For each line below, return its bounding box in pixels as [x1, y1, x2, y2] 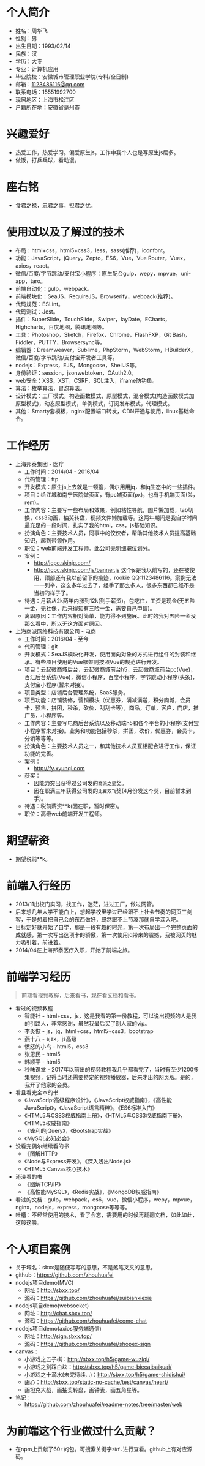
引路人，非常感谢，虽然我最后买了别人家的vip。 [29, 1020, 151, 1027]
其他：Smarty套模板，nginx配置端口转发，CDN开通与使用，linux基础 [15, 407, 190, 415]
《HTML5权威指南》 [24, 1119, 73, 1127]
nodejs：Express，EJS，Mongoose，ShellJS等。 [15, 361, 141, 369]
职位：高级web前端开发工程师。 [24, 810, 105, 818]
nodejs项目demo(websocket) [15, 1302, 89, 1309]
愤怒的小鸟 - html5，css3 [24, 1042, 89, 1050]
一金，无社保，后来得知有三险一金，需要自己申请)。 [24, 604, 155, 612]
